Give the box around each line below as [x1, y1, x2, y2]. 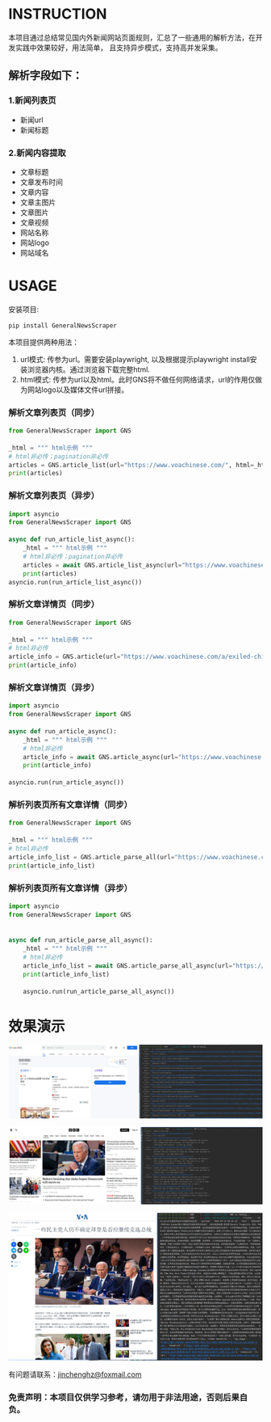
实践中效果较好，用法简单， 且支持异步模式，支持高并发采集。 [15, 42, 223, 53]
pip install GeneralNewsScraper [8, 321, 117, 330]
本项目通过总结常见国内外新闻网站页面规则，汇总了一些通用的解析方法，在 [8, 32, 256, 42]
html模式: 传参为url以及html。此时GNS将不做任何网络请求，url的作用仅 [19, 374, 256, 384]
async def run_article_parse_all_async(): [8, 936, 153, 944]
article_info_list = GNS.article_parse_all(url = [8, 853, 175, 861]
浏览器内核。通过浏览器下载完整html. [27, 365, 151, 374]
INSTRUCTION [8, 5, 107, 23]
